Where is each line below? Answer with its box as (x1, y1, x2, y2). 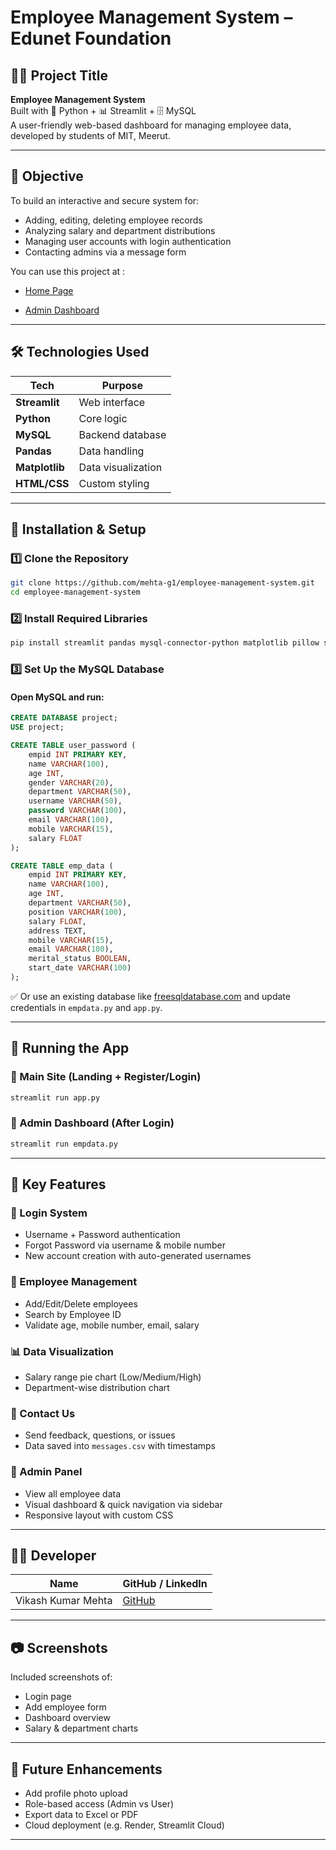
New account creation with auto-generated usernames (24, 1250, 252, 1262)
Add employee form (24, 1701, 107, 1713)
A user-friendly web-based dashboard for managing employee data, (10, 119, 292, 131)
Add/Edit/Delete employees (24, 1297, 138, 1310)
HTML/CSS (15, 476, 70, 490)
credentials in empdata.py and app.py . (10, 1001, 163, 1013)
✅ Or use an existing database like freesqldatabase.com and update (10, 990, 291, 1002)
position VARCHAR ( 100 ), (28, 907, 128, 917)
